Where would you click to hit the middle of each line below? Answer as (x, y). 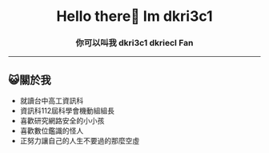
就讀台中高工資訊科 (52, 101)
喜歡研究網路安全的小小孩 (62, 121)
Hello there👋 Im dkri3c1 (134, 16)
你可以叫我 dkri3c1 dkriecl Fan (134, 43)
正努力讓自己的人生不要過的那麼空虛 (80, 141)
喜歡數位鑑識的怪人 (52, 131)
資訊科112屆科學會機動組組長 (67, 111)
